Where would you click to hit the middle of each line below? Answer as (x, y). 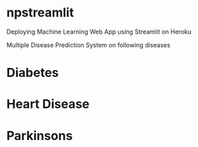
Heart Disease (48, 104)
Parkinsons (40, 136)
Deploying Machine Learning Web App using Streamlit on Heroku (99, 32)
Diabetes (33, 73)
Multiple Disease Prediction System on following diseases (88, 45)
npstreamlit (40, 13)
